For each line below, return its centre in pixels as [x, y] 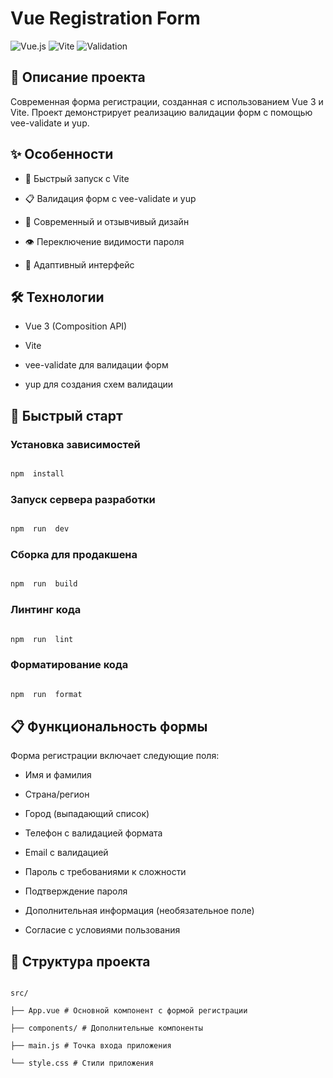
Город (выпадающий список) [87, 814]
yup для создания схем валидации [99, 384]
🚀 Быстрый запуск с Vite [77, 178]
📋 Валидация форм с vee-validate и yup [110, 198]
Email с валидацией [66, 853]
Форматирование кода [69, 665]
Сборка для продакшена [74, 555]
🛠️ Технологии [57, 297]
